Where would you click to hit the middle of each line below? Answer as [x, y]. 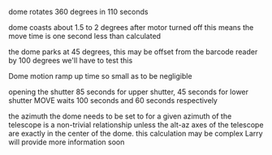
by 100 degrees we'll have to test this [71, 60]
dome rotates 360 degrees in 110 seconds [78, 12]
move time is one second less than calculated [84, 36]
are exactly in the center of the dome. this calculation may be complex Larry [136, 133]
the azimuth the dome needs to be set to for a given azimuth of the [120, 116]
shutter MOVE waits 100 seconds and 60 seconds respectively [113, 100]
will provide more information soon [67, 142]
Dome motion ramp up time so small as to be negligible [100, 76]
